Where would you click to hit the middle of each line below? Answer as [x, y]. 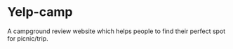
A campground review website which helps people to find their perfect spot [116, 31]
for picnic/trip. [28, 38]
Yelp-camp [40, 12]
